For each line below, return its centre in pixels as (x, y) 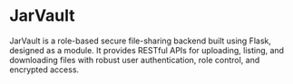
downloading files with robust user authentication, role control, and (135, 60)
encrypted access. (44, 70)
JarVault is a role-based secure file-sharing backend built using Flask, (141, 41)
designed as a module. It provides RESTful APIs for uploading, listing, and (146, 50)
